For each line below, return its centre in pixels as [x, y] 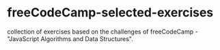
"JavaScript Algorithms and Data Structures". [70, 38]
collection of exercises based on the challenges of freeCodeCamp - [102, 32]
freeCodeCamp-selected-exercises [110, 13]
